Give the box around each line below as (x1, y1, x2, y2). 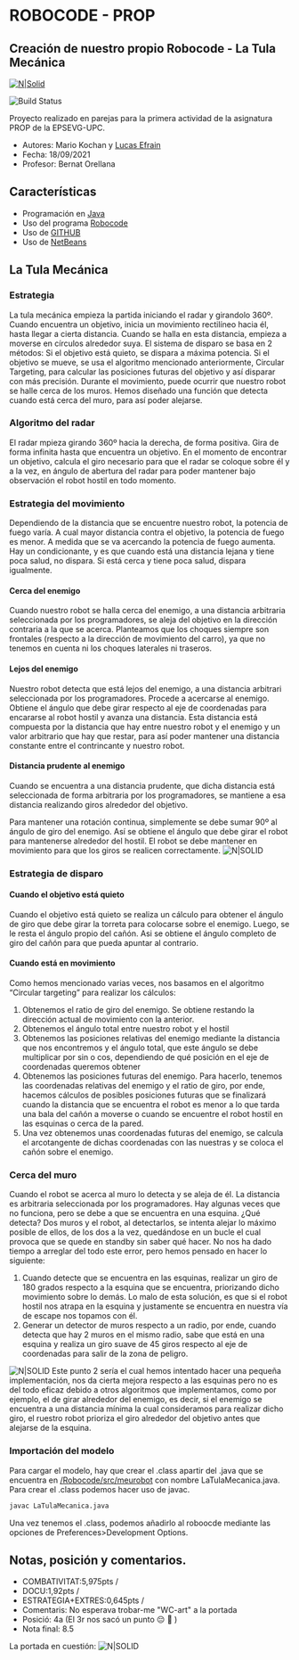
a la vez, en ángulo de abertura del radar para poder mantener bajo (9, 465, 256, 476)
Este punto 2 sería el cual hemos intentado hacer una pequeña (52, 1366, 282, 1376)
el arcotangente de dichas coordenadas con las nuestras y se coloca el (21, 1138, 284, 1148)
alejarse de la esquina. (9, 1423, 92, 1434)
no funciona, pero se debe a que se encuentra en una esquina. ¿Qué (9, 1208, 261, 1219)
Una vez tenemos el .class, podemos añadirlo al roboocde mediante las (9, 1517, 271, 1528)
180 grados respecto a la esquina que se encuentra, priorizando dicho (21, 1282, 280, 1293)
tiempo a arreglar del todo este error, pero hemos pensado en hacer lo (9, 1245, 268, 1257)
